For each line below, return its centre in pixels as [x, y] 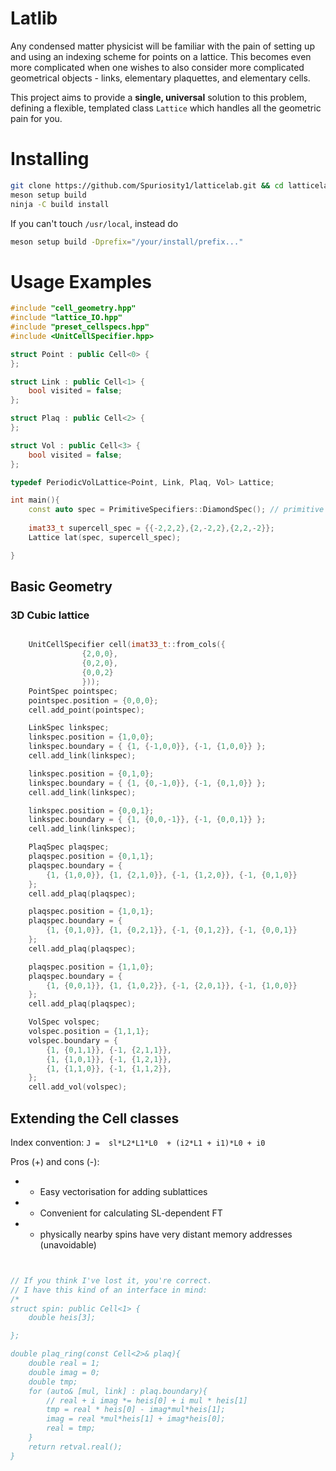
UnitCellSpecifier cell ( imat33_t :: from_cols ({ [127, 645]
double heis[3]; [62, 1318]
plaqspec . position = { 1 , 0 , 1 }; [91, 912]
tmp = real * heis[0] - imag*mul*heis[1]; [136, 1410]
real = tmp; [71, 1428]
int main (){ [35, 500]
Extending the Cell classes [95, 1118]
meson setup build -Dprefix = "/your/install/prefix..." [127, 242]
